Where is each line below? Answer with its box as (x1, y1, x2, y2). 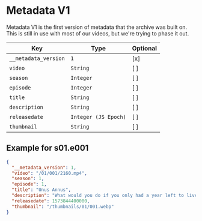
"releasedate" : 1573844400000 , (11, 198, 90, 204)
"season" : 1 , (11, 175, 44, 182)
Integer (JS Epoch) (70, 114, 126, 120)
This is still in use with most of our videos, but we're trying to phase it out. (6, 29, 189, 37)
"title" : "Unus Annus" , (11, 187, 71, 193)
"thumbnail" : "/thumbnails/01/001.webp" (11, 204, 114, 210)
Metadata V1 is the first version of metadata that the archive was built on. (6, 23, 188, 31)
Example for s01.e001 (6, 143, 89, 153)
